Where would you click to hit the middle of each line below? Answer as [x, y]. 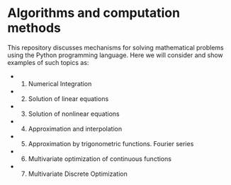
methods [34, 28]
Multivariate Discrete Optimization [78, 174]
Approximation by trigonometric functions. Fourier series [111, 143]
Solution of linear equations [68, 99]
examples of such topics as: [48, 62]
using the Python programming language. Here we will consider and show [115, 55]
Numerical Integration [60, 83]
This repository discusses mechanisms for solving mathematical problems [116, 47]
